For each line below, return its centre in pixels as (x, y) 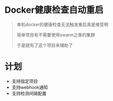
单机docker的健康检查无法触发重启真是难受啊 (62, 24)
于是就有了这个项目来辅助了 (45, 45)
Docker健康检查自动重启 (54, 10)
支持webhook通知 (30, 87)
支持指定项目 (25, 81)
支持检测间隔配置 (29, 93)
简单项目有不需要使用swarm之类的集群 (56, 35)
